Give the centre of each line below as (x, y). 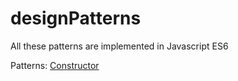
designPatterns (76, 18)
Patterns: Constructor (55, 65)
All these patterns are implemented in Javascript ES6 (119, 46)
